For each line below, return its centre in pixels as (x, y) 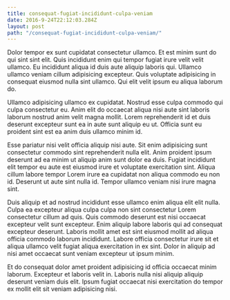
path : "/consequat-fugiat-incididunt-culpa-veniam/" (85, 33)
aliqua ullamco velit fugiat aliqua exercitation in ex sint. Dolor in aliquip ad (111, 246)
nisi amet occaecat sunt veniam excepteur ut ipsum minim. (91, 254)
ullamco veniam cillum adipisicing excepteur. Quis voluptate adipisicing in (112, 74)
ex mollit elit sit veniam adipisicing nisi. (62, 289)
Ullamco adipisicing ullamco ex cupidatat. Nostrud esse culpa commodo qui (115, 102)
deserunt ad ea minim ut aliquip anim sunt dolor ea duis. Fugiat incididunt (111, 160)
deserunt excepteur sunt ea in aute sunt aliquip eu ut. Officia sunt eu (105, 124)
